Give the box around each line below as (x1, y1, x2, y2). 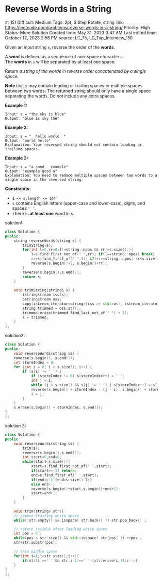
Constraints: (5, 186, 31, 191)
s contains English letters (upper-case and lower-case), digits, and (12, 200, 146, 206)
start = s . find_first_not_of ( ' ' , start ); (31, 464, 112, 469)
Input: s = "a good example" (5, 164, 68, 169)
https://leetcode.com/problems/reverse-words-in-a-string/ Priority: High (5, 24, 150, 30)
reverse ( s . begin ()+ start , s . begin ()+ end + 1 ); (31, 486, 120, 491)
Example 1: (5, 102, 28, 108)
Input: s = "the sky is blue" (5, 111, 66, 117)
